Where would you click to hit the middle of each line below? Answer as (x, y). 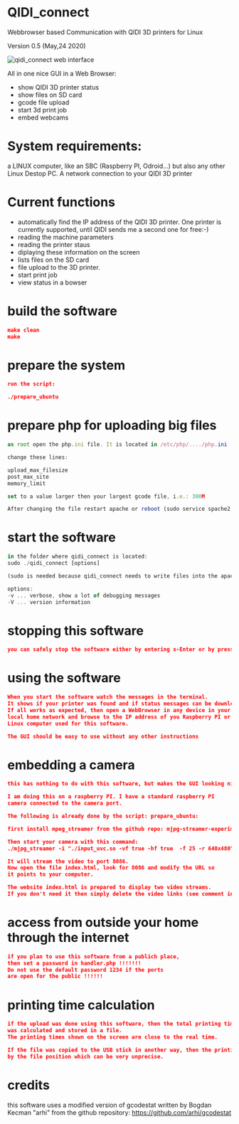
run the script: (31, 384)
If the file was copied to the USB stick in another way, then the (110, 1050)
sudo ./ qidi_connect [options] (54, 563)
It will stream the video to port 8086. (68, 861)
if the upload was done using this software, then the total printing (114, 1024)
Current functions (62, 202)
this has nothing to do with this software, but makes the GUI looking (116, 784)
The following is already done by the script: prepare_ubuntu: (103, 816)
